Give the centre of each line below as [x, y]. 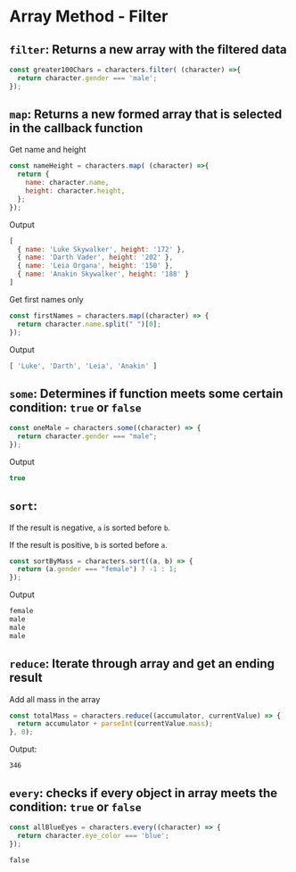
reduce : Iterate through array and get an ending [142, 664]
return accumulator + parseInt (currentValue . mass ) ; [115, 724]
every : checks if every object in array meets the [144, 793]
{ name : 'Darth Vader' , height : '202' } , [95, 257]
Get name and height [48, 150]
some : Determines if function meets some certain [146, 393]
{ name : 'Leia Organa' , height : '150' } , [95, 266]
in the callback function [76, 128]
